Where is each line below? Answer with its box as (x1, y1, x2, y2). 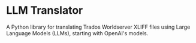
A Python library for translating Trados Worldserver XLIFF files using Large (6, 23, 191, 30)
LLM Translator (6, 4, 83, 17)
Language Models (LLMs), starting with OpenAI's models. (6, 29, 149, 36)
